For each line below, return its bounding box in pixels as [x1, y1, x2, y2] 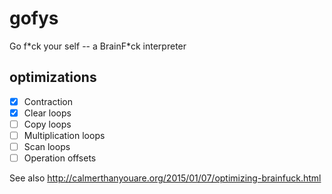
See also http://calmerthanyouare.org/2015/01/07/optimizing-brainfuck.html [9, 172, 322, 184]
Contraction [23, 95, 74, 107]
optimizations [9, 69, 97, 86]
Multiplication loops [23, 129, 106, 141]
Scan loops [23, 141, 71, 152]
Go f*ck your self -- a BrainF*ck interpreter [9, 40, 187, 52]
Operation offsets [23, 152, 97, 164]
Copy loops [23, 118, 72, 130]
